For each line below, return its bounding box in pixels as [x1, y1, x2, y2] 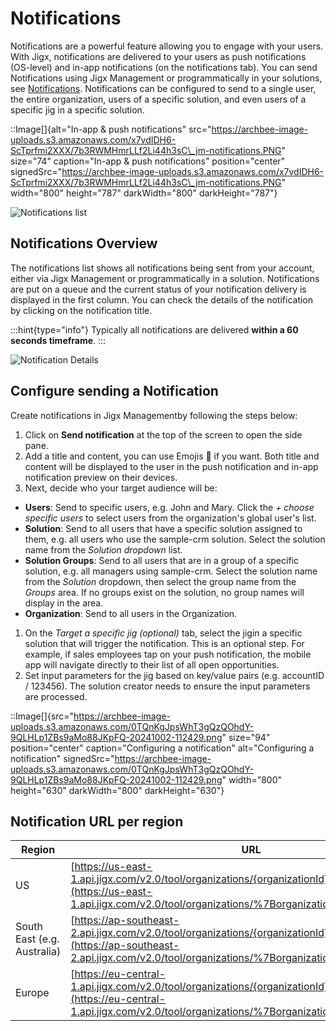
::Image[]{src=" [10, 710, 75, 722]
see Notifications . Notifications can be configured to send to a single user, [10, 82, 317, 94]
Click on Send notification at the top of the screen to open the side [24, 428, 303, 441]
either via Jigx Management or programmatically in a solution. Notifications [10, 272, 320, 284]
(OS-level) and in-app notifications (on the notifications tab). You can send [10, 61, 318, 73]
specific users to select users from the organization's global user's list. [24, 512, 317, 524]
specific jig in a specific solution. [10, 103, 145, 116]
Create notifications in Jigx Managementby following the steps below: [10, 409, 298, 421]
